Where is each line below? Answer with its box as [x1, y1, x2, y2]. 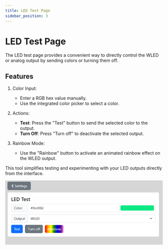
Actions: [12, 110, 30, 116]
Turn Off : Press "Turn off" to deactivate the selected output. [19, 131, 144, 137]
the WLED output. [19, 156, 56, 162]
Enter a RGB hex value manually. [19, 95, 87, 101]
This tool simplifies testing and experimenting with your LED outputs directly [5, 165, 162, 171]
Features [5, 72, 33, 80]
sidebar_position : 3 [5, 13, 48, 19]
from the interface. [5, 171, 44, 177]
